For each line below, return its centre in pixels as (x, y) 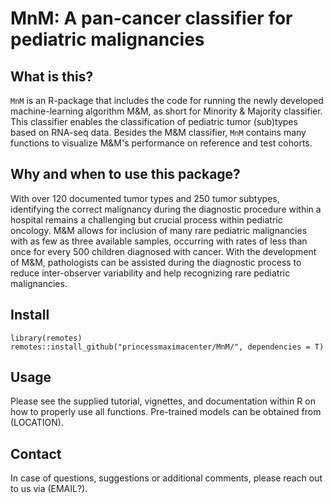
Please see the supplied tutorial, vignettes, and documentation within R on (163, 401)
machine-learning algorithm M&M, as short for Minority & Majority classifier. (166, 111)
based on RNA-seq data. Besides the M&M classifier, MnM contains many (158, 132)
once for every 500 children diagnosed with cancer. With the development (163, 251)
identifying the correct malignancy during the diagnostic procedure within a (166, 209)
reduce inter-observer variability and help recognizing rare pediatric (150, 273)
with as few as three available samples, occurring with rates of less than (159, 241)
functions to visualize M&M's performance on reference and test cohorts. (161, 143)
